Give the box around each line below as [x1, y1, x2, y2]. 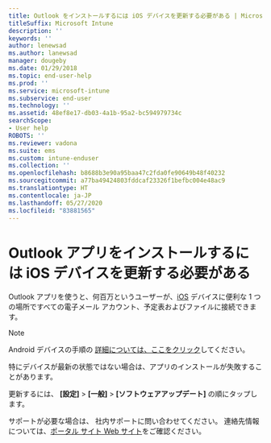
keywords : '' [8, 34, 52, 43]
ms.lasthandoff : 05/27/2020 [8, 199, 103, 207]
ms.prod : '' [8, 79, 48, 87]
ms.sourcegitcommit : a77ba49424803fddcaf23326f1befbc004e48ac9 [8, 176, 226, 185]
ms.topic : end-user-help [8, 72, 92, 80]
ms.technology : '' [8, 101, 70, 110]
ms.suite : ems [8, 147, 56, 155]
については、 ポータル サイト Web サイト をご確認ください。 [8, 426, 206, 436]
